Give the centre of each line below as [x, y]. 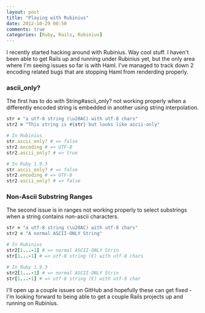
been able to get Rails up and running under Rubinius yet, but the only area [101, 59]
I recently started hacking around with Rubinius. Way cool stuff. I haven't [98, 52]
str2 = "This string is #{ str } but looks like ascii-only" [83, 125]
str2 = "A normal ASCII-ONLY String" [54, 234]
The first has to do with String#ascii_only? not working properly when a [96, 101]
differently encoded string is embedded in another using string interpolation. [102, 107]
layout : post [23, 12]
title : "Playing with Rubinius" [47, 18]
